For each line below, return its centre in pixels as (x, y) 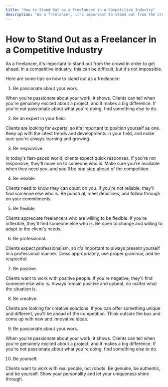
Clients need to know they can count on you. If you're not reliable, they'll (80, 188)
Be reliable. (24, 179)
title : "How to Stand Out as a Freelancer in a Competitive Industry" (81, 10)
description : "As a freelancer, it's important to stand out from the (81, 15)
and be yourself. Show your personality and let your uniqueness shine (77, 374)
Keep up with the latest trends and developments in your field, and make (80, 134)
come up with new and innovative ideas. (47, 319)
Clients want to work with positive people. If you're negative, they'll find (79, 278)
